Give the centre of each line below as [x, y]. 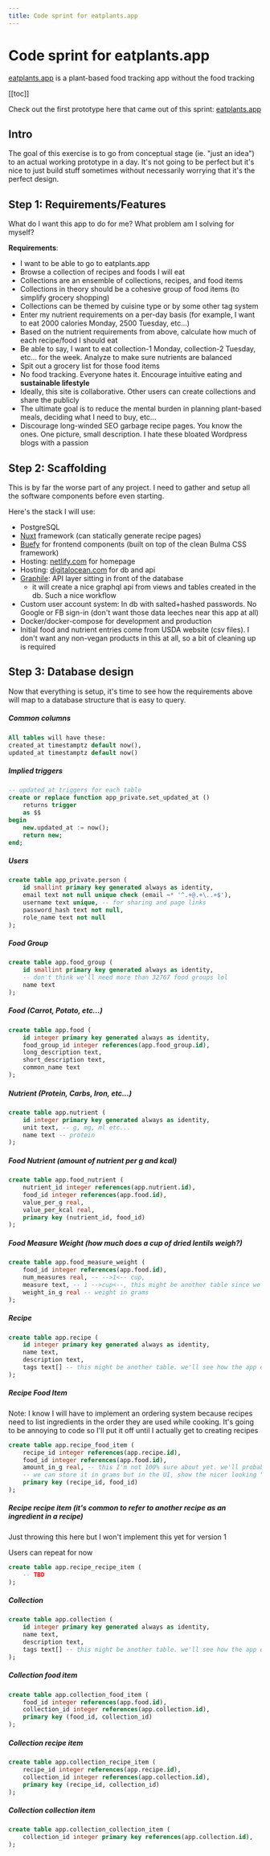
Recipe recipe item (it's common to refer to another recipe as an [117, 1508]
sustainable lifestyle [55, 383]
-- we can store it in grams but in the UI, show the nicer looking [140, 1475]
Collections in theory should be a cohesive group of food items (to [129, 289]
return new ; [43, 835]
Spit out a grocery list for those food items [90, 366]
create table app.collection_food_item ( [79, 1694]
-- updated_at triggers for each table [75, 790]
